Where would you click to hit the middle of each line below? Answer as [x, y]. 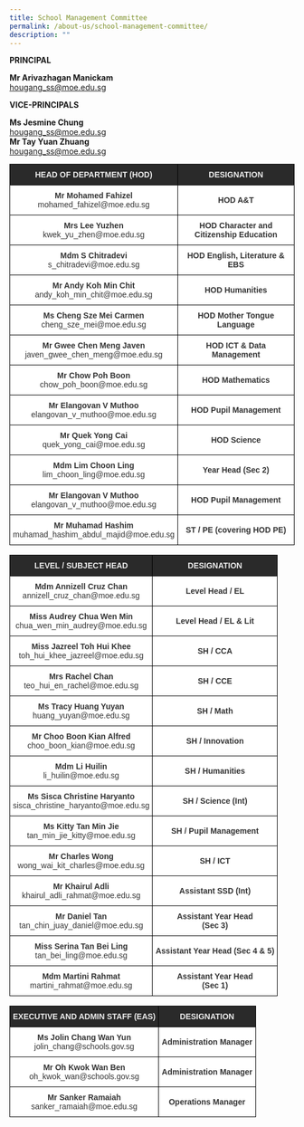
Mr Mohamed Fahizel [94, 196]
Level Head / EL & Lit [215, 621]
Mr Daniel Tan [81, 917]
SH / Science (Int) [215, 801]
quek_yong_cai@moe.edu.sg [94, 445]
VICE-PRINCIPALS [44, 105]
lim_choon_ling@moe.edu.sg [94, 475]
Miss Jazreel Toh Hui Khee [81, 647]
